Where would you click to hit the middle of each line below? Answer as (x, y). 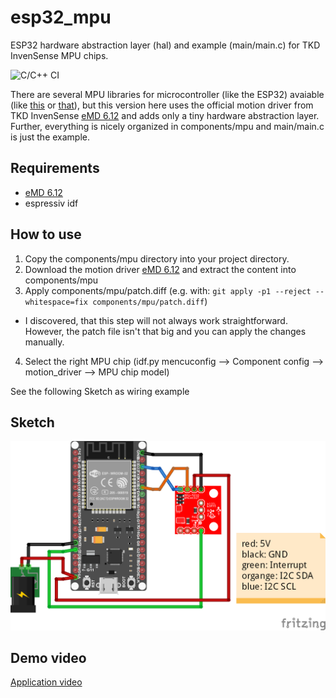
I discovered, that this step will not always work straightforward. (156, 320)
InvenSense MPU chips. (59, 55)
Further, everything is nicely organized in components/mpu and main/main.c (167, 126)
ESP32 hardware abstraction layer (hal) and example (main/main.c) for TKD (165, 45)
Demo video (48, 657)
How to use (46, 234)
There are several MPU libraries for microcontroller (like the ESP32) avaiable (167, 94)
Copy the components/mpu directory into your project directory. (157, 258)
